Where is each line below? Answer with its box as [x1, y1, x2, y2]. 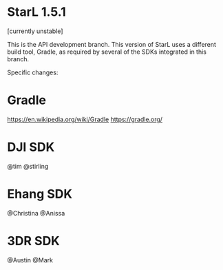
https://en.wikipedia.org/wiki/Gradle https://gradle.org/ [7, 115, 163, 123]
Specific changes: [7, 68, 59, 76]
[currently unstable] [7, 27, 63, 35]
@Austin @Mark [7, 256, 54, 264]
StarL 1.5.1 [7, 4, 67, 20]
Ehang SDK [7, 187, 73, 202]
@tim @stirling [7, 162, 49, 170]
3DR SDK [7, 233, 61, 249]
